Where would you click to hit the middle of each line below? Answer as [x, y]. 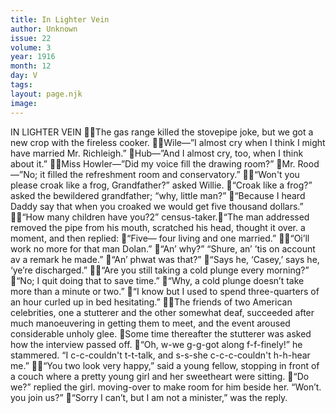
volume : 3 [31, 47]
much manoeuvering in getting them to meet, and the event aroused [150, 323]
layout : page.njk [46, 94]
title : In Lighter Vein [60, 19]
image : [24, 103]
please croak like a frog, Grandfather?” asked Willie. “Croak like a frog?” [161, 185]
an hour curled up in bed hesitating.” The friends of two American [151, 302]
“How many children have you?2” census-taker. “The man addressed [165, 217]
